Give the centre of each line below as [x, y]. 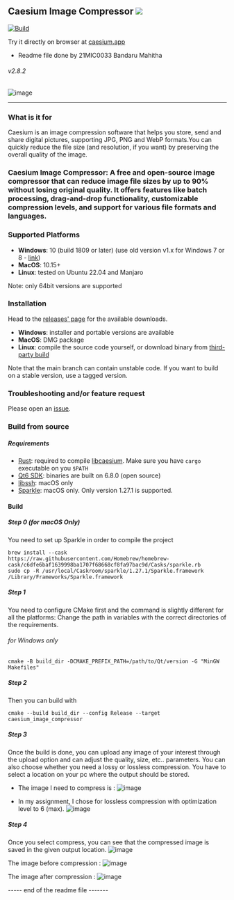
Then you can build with [42, 700]
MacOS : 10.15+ [39, 265]
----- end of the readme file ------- [58, 890]
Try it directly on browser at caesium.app [67, 42]
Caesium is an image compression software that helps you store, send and [115, 132]
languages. [27, 216]
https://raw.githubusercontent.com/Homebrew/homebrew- [89, 559]
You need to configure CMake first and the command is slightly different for [116, 610]
